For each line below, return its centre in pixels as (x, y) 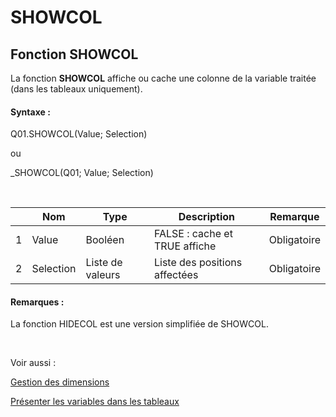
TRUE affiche (185, 246)
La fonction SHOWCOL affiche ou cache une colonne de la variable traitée (163, 78)
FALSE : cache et (193, 234)
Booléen (105, 240)
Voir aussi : (33, 363)
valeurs (103, 275)
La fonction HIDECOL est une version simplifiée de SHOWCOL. (139, 324)
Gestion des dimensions (60, 382)
